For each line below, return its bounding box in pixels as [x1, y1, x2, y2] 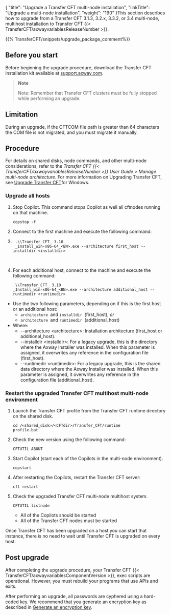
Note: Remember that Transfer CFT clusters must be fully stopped [17, 90, 157, 96]
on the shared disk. [12, 413, 54, 420]
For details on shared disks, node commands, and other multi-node [5, 157, 147, 164]
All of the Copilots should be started [20, 512, 96, 519]
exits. [5, 583, 17, 589]
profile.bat [12, 428, 38, 433]
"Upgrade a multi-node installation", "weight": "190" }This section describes [5, 10, 165, 16]
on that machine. [12, 209, 48, 215]
